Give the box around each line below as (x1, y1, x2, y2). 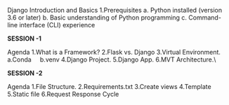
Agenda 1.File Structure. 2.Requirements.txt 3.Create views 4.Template (7, 83, 212, 90)
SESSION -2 (7, 69, 43, 77)
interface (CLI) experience (19, 21, 96, 29)
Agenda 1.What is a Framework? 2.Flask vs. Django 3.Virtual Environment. (7, 48, 221, 56)
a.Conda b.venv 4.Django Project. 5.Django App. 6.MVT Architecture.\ (7, 55, 216, 64)
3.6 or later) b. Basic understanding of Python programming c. (7, 13, 188, 22)
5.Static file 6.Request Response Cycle (7, 90, 119, 98)
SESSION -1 (7, 34, 42, 43)
